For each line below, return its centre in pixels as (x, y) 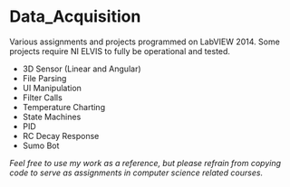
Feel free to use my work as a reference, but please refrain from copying (145, 163)
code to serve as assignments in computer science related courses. (136, 173)
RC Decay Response (61, 136)
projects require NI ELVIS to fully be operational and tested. (120, 51)
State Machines (52, 117)
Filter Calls (43, 98)
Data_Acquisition (75, 17)
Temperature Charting (64, 107)
